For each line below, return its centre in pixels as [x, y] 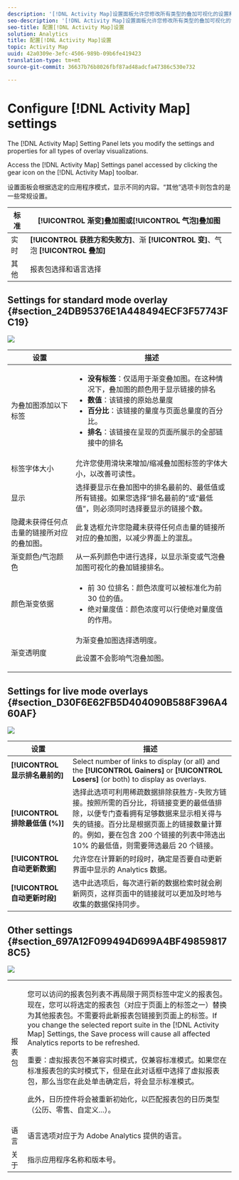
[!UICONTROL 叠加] [72, 250]
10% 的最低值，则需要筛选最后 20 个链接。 [145, 846]
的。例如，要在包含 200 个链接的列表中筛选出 [149, 835]
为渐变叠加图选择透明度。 [118, 640]
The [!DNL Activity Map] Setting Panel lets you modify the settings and [111, 143]
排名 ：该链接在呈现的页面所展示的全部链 [155, 432]
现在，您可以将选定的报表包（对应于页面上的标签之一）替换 [127, 1005]
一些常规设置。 [29, 196]
